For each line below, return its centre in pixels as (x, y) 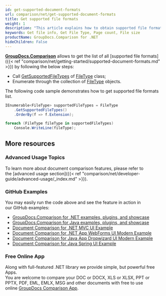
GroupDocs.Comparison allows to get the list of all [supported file (73, 56)
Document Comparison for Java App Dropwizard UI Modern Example (83, 239)
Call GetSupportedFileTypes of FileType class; (59, 76)
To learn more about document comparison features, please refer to (74, 168)
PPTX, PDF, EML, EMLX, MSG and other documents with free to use (74, 283)
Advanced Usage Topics (35, 157)
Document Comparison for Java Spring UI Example (64, 244)
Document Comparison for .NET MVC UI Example (62, 228)
